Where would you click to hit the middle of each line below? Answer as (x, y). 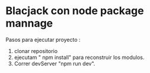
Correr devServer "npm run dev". (55, 64)
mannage (29, 23)
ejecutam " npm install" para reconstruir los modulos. (79, 57)
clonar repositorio (36, 51)
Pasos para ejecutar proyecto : (43, 39)
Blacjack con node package (75, 11)
